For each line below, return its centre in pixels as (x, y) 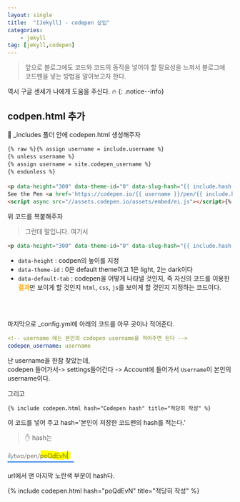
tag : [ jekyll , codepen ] (41, 45)
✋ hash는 (38, 437)
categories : (25, 30)
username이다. (29, 378)
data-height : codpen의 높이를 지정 (68, 260)
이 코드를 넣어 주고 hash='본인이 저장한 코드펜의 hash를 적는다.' (97, 422)
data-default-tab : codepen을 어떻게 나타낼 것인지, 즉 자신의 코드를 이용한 (124, 278)
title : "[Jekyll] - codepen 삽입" (59, 22)
